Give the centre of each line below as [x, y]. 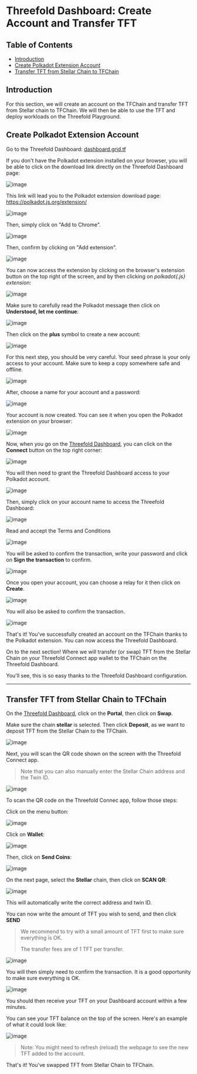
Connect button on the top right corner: [54, 450]
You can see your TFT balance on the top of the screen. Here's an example [97, 1018]
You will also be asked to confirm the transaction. [66, 611]
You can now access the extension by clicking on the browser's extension [95, 270]
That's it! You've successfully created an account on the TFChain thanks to [97, 634]
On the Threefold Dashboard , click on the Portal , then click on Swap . [89, 713]
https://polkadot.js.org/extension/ [47, 202]
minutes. [17, 1007]
